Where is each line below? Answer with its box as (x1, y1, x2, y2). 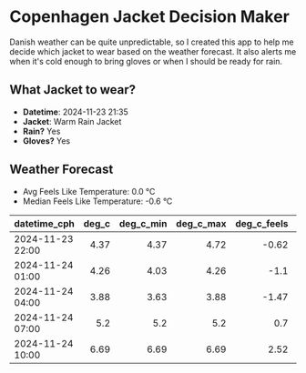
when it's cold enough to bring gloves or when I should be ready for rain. (9, 55, 283, 66)
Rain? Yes (22, 126, 61, 136)
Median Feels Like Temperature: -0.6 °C (22, 196, 173, 207)
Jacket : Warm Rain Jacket (22, 116, 122, 126)
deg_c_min (118, 217, 168, 229)
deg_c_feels (235, 217, 289, 229)
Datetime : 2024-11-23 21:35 (22, 106, 129, 117)
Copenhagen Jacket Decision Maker (9, 6, 290, 27)
